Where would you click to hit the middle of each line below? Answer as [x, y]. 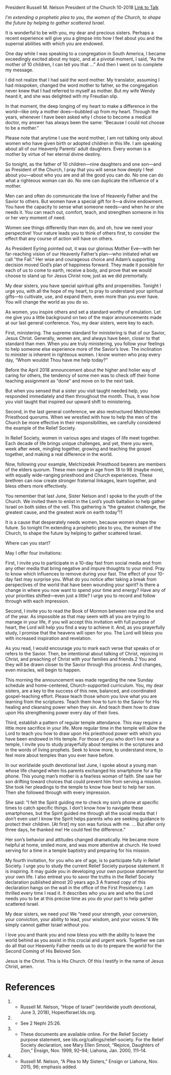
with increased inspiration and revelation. [48, 638]
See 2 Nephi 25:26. [41, 1023]
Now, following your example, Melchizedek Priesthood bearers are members [86, 464]
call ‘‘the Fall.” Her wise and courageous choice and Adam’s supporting [80, 259]
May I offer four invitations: [34, 553]
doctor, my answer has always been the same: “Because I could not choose [85, 122]
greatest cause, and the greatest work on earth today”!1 [64, 512]
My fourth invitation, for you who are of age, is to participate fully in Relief [83, 860]
